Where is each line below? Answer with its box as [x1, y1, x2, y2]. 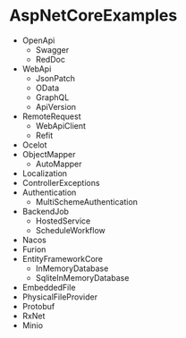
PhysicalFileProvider [21, 292, 98, 302]
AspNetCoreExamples [9, 5, 178, 26]
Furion [21, 243, 46, 255]
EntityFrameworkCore [21, 253, 103, 264]
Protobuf [21, 300, 55, 311]
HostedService [35, 215, 91, 226]
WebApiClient [35, 120, 87, 131]
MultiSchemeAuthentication [35, 196, 139, 207]
